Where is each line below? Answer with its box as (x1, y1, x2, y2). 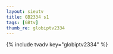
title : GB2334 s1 (6, 14, 49, 20)
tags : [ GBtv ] (6, 19, 39, 25)
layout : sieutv (6, 8, 44, 15)
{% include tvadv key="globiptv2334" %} (6, 41, 108, 48)
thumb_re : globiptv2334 (6, 25, 65, 31)
